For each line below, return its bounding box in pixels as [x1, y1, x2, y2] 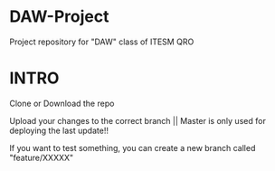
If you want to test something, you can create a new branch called [9, 142, 256, 153]
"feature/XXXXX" [9, 152, 74, 163]
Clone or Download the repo [9, 98, 115, 109]
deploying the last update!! [9, 125, 109, 136]
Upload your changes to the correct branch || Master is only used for [9, 115, 267, 126]
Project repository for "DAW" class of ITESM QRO [9, 36, 194, 47]
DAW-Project [9, 6, 109, 27]
